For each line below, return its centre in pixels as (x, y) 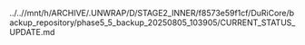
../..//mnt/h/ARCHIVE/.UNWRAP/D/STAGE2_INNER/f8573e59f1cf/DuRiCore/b (152, 13)
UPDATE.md (32, 32)
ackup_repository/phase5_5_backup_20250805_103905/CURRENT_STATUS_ (152, 22)
